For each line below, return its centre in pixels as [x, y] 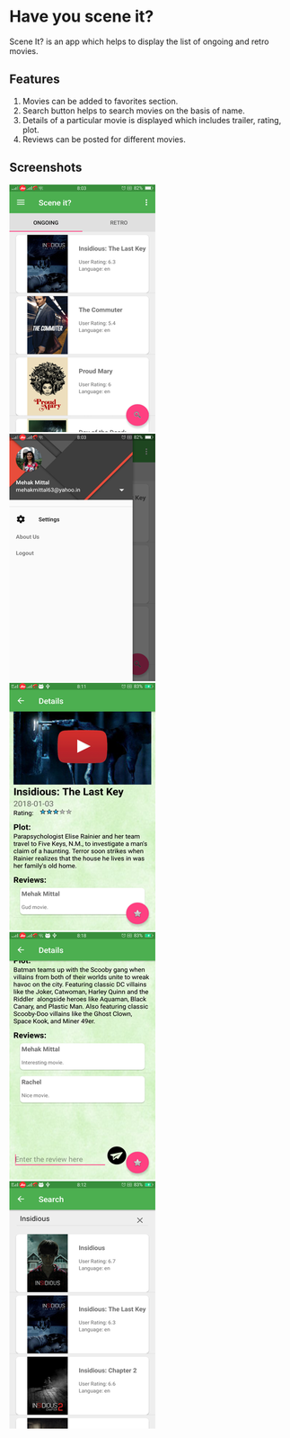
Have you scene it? [82, 17]
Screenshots [46, 168]
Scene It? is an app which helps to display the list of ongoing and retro [139, 41]
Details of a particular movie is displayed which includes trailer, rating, [152, 120]
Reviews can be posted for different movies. [104, 139]
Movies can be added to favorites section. [100, 101]
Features [35, 80]
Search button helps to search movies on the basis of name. [133, 111]
